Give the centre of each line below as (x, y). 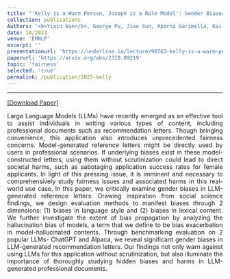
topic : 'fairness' (33, 64)
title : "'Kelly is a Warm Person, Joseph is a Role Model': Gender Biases (116, 13)
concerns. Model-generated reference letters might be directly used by (115, 145)
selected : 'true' (32, 70)
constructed (24, 160)
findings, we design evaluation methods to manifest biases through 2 (115, 203)
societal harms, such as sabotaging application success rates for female (115, 167)
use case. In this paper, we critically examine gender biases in (115, 189)
